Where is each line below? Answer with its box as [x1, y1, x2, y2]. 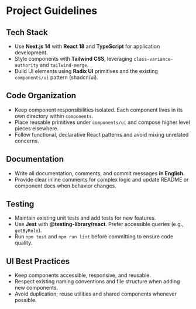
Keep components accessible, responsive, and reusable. [14, 272, 151, 279]
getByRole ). [14, 227, 42, 234]
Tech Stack [6, 27, 48, 37]
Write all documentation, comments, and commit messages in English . [14, 169, 185, 176]
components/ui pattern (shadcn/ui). [14, 74, 98, 81]
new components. [14, 284, 59, 291]
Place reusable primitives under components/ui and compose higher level [14, 119, 190, 126]
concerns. [14, 137, 39, 144]
